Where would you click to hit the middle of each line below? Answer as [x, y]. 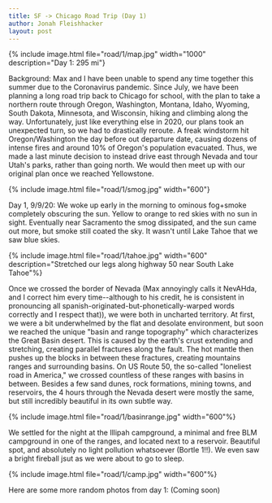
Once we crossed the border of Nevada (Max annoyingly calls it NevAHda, [133, 289]
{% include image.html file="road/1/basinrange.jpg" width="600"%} [122, 417]
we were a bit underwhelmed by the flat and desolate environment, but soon [136, 323]
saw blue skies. [35, 240]
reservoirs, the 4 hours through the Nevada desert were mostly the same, [131, 392]
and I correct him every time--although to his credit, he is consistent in [127, 297]
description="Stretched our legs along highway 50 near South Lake [121, 265]
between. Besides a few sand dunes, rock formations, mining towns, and [130, 384]
